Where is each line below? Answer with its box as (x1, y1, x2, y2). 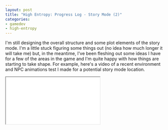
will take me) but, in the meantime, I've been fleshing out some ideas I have (5, 51, 161, 57)
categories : (5, 17, 30, 22)
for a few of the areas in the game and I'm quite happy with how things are (5, 56, 159, 62)
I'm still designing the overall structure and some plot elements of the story (5, 40, 160, 46)
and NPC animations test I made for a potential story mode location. (5, 66, 145, 73)
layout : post (5, 7, 33, 13)
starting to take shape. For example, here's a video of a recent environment (5, 61, 161, 67)
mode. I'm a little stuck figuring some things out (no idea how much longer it (5, 45, 163, 51)
